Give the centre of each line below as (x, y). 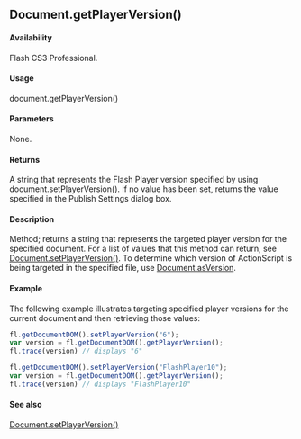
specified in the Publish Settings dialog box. (91, 199)
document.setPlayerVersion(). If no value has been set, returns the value (144, 189)
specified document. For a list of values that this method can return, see (143, 249)
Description (32, 219)
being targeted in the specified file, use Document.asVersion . (123, 268)
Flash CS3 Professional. (54, 58)
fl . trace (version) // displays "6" (76, 351)
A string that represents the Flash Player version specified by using (134, 180)
